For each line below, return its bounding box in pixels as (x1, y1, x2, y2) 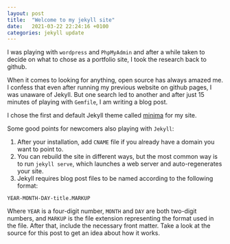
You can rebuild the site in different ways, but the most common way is (16, 153, 218, 161)
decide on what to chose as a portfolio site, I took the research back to (7, 56, 207, 64)
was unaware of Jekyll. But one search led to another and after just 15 (7, 91, 205, 99)
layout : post (7, 10, 45, 17)
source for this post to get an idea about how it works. (7, 229, 160, 237)
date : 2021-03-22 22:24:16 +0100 (7, 23, 109, 30)
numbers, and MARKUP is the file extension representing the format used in (7, 214, 214, 223)
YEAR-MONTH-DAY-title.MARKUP (7, 195, 91, 202)
